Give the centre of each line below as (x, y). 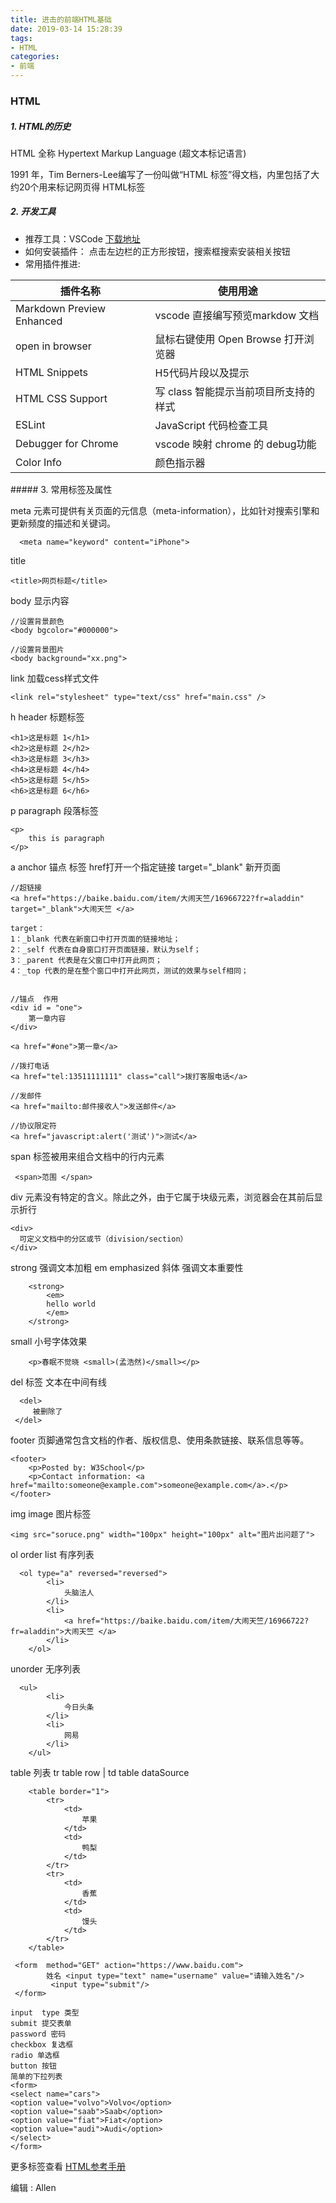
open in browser (53, 346)
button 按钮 (33, 2066)
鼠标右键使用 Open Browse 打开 (229, 339)
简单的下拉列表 (36, 2076)
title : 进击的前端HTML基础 (61, 19)
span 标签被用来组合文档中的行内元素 (87, 1156)
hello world (71, 1304)
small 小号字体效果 (49, 1341)
